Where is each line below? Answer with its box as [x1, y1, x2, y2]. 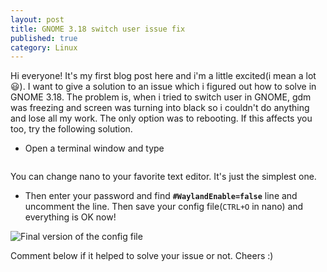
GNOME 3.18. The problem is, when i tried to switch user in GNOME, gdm [10, 91, 312, 103]
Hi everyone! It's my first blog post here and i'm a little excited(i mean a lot [10, 70, 317, 82]
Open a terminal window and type [24, 142, 165, 155]
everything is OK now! [24, 211, 117, 223]
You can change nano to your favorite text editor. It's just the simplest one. [10, 171, 317, 183]
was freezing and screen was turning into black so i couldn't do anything [10, 102, 310, 114]
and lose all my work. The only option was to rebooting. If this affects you [10, 112, 313, 125]
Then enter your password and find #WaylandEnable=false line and [24, 190, 298, 202]
